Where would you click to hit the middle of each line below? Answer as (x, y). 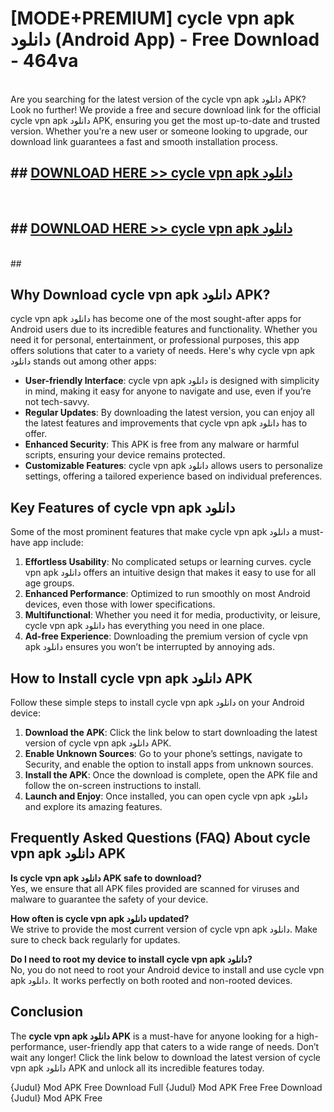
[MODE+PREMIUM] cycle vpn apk (152, 18)
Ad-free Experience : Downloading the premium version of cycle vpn (166, 636)
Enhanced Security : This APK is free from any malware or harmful (162, 444)
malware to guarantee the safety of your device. (109, 899)
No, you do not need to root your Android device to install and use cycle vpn (167, 969)
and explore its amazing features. (93, 806)
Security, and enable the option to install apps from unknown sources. (169, 764)
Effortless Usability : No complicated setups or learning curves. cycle (168, 562)
